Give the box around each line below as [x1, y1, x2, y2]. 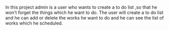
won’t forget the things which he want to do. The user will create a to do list [5, 9, 164, 15]
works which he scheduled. [5, 20, 63, 26]
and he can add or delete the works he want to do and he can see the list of [5, 15, 164, 20]
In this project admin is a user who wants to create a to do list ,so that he [5, 4, 158, 10]
